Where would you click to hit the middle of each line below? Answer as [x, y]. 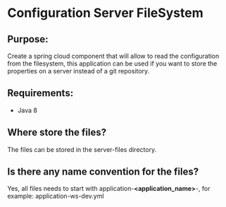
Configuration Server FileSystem [105, 13]
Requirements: [40, 93]
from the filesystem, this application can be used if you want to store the [112, 64]
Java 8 [27, 110]
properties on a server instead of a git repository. [79, 71]
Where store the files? [57, 132]
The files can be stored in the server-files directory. [82, 149]
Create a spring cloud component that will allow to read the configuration [113, 56]
